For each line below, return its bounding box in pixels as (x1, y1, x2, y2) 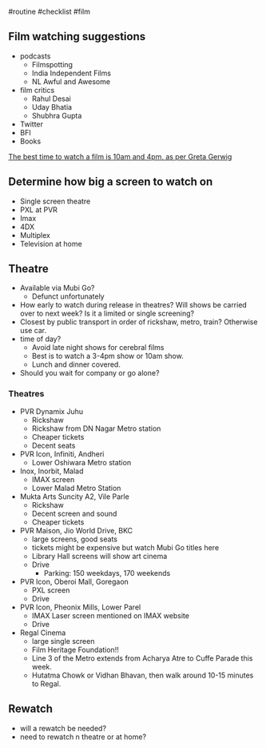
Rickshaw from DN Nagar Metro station (31, 424, 161, 433)
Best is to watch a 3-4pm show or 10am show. (31, 352, 184, 361)
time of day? (19, 334, 62, 344)
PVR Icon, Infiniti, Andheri (19, 448, 105, 459)
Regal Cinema (19, 628, 66, 637)
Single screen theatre (19, 196, 91, 206)
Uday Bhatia (31, 102, 73, 111)
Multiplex (19, 230, 50, 239)
